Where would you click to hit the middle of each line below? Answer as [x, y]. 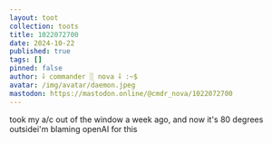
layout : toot [34, 18]
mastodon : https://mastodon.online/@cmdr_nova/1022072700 [121, 93]
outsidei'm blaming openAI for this [73, 129]
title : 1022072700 [44, 34]
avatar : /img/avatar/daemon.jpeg [73, 85]
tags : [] [26, 60]
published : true [40, 52]
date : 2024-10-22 [42, 43]
